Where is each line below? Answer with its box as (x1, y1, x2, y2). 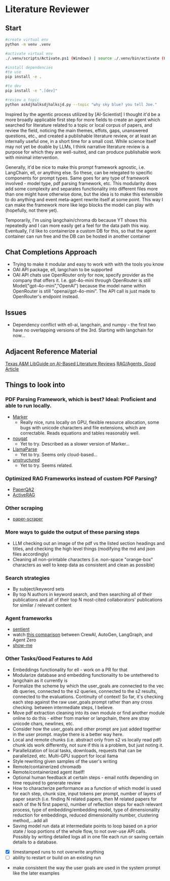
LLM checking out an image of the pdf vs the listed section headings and (12, 540, 165, 546)
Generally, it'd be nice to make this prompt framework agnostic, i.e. (5, 164, 145, 170)
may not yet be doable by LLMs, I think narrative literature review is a (5, 143, 149, 150)
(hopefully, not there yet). (5, 207, 58, 213)
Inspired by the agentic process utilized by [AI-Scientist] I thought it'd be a (5, 111, 160, 117)
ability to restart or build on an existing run (12, 854, 101, 860)
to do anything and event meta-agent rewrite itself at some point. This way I (5, 196, 163, 202)
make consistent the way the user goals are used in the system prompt (12, 864, 160, 870)
